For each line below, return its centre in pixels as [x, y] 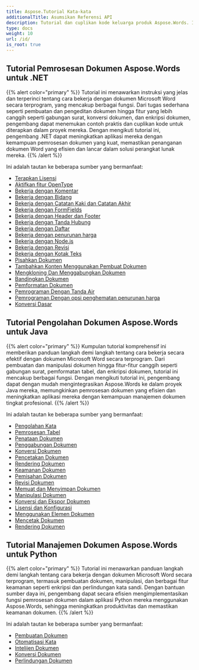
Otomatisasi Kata [36, 642]
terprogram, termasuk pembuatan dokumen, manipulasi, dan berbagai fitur [97, 581]
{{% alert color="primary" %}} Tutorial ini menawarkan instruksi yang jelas [97, 92]
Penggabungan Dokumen [46, 444]
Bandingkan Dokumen [42, 278]
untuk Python [32, 554]
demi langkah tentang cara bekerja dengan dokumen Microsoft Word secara [99, 575]
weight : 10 [20, 34]
